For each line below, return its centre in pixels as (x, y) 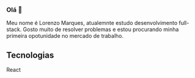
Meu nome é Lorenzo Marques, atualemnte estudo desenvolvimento (92, 23)
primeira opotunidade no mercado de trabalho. (65, 36)
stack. (14, 29)
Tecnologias (30, 55)
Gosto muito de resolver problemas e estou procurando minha (101, 29)
